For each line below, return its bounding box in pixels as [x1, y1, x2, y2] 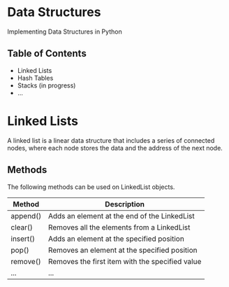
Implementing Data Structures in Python [7, 27, 122, 36]
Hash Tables [17, 73, 54, 82]
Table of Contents [7, 48, 87, 59]
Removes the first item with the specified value [47, 256, 202, 266]
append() [10, 211, 42, 220]
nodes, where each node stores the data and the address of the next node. [7, 143, 223, 152]
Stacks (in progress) [17, 81, 76, 90]
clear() [10, 222, 34, 232]
